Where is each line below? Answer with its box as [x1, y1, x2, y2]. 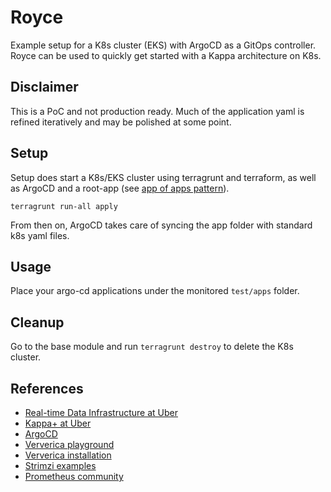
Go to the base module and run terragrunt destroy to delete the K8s [10, 341, 294, 353]
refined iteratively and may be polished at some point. [10, 116, 232, 128]
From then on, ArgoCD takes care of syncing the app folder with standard [10, 219, 313, 231]
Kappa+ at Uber [24, 417, 92, 429]
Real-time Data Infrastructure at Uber [24, 407, 178, 418]
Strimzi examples [24, 460, 97, 471]
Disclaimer [10, 79, 79, 96]
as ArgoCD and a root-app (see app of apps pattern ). [10, 182, 230, 194]
